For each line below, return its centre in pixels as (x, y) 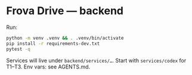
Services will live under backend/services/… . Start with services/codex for (96, 60)
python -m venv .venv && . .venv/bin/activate (65, 38)
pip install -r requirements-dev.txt (53, 43)
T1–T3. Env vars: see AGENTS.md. (48, 67)
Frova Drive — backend (65, 11)
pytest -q (18, 49)
